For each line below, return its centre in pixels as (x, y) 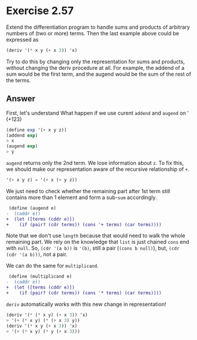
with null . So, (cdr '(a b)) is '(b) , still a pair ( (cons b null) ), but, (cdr (93, 248)
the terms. (19, 80)
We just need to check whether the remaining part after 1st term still (88, 191)
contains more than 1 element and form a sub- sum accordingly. (81, 197)
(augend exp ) (22, 146)
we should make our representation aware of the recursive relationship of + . (98, 169)
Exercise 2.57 (40, 11)
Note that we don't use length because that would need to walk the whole (96, 235)
